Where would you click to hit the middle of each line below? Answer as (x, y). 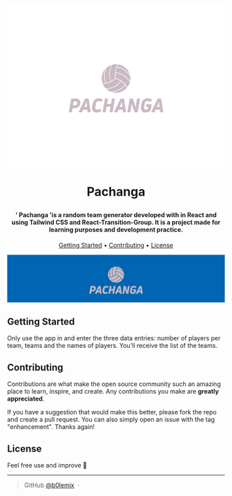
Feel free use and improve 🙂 (47, 465)
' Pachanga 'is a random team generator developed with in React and (116, 215)
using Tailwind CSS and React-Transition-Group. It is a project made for (116, 222)
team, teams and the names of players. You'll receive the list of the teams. (112, 346)
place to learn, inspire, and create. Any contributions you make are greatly (113, 392)
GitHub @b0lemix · (52, 485)
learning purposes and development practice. (116, 230)
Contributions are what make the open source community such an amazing (114, 384)
